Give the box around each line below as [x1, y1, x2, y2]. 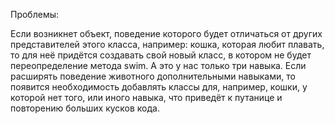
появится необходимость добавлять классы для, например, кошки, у [10, 81, 308, 93]
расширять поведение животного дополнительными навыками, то [10, 70, 296, 82]
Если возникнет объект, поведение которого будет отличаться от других [10, 28, 323, 39]
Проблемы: [10, 9, 60, 20]
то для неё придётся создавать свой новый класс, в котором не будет [10, 49, 312, 61]
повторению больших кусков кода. [10, 102, 160, 114]
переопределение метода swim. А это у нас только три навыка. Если [10, 60, 307, 71]
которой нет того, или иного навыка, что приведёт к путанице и [10, 92, 283, 103]
